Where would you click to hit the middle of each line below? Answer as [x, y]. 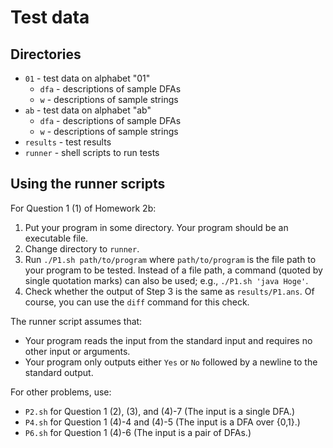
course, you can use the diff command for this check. [137, 302]
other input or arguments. [77, 351]
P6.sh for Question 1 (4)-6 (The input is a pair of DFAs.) [138, 432]
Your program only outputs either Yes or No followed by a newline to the [171, 362]
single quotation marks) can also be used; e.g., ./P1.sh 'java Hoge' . [166, 280]
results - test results [68, 142]
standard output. [59, 372]
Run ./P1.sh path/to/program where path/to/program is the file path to [170, 259]
